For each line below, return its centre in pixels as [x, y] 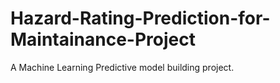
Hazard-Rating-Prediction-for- [140, 18]
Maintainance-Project [103, 39]
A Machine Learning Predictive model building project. [122, 67]
